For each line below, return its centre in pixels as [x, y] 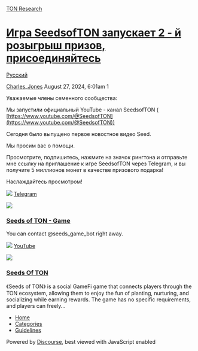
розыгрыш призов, [56, 46]
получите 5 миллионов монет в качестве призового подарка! [85, 170]
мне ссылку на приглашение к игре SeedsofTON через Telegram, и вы [96, 164]
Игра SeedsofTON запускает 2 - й [94, 33]
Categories [28, 323]
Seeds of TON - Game [38, 220]
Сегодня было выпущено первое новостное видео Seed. [79, 134]
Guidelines [28, 330]
